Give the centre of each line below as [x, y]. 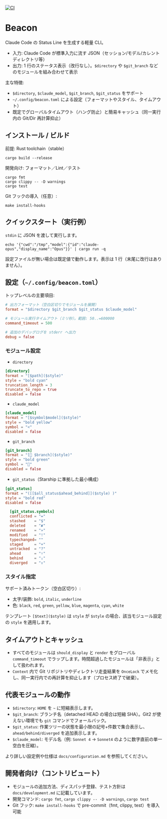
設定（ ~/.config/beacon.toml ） [54, 282]
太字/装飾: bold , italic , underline [47, 599]
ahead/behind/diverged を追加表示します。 [56, 733]
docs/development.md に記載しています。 [54, 792]
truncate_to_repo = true [31, 390]
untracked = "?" [28, 549]
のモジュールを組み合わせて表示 [45, 72]
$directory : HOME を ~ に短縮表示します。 [54, 708]
